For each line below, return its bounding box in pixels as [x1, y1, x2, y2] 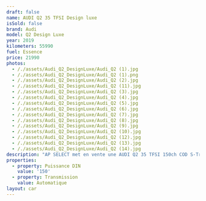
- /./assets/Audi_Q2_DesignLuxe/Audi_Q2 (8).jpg [12, 117, 139, 123]
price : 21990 [6, 55, 40, 61]
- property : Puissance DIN [12, 163, 81, 169]
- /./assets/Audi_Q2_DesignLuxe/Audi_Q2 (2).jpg [12, 77, 139, 83]
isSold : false [6, 20, 43, 26]
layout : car [6, 186, 37, 192]
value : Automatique [17, 180, 67, 186]
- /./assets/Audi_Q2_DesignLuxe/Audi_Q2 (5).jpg [12, 100, 139, 106]
